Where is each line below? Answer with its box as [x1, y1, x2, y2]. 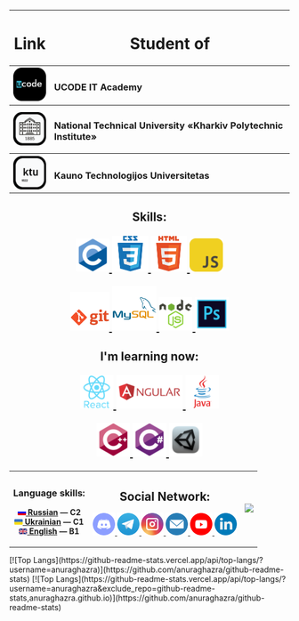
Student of [129, 33, 211, 53]
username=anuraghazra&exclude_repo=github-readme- [9, 583, 215, 593]
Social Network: [119, 488, 211, 504]
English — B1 [28, 526, 80, 536]
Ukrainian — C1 [24, 517, 85, 528]
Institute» [53, 131, 98, 143]
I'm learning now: [100, 349, 199, 365]
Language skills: [12, 487, 85, 499]
